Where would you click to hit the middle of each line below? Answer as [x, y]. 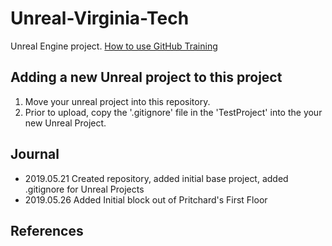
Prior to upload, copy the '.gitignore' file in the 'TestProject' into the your [173, 112]
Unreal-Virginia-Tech [100, 18]
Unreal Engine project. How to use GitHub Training [114, 46]
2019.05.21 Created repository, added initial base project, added [156, 178]
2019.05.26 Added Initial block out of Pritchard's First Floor [146, 199]
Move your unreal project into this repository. [117, 101]
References [47, 230]
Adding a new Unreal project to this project [146, 77]
